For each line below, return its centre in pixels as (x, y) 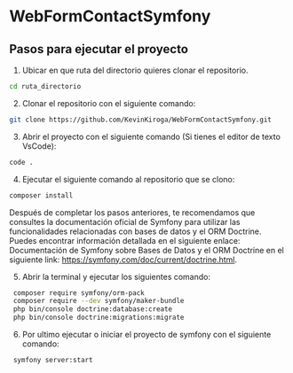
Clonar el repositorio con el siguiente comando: (109, 103)
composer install (41, 195)
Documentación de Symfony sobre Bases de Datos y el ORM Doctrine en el (146, 250)
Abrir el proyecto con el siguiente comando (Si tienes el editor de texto (151, 136)
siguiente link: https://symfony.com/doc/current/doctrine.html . (123, 260)
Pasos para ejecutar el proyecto (99, 49)
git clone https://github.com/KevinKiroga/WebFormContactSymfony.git (141, 120)
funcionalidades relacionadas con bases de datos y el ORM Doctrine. (135, 231)
